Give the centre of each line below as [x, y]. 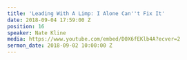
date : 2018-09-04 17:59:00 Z [49, 20]
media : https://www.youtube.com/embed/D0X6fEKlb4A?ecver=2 [94, 39]
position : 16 [26, 26]
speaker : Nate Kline [37, 33]
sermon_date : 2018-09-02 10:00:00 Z [60, 46]
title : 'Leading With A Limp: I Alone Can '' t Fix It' [86, 13]
